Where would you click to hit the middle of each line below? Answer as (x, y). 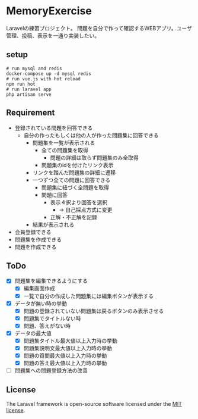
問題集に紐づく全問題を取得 (75, 187)
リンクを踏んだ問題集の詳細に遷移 (74, 172)
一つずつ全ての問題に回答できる (71, 180)
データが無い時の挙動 (41, 303)
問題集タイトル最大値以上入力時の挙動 (70, 340)
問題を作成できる (36, 247)
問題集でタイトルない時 (52, 318)
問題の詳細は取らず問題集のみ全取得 (94, 157)
